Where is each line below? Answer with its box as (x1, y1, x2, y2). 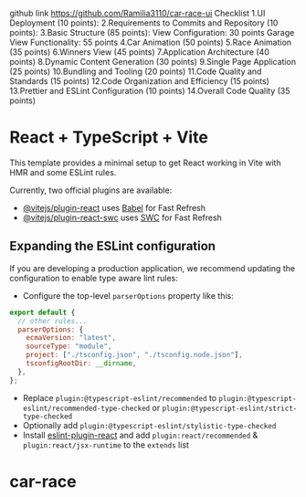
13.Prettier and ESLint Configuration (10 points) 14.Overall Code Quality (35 (9, 86, 290, 96)
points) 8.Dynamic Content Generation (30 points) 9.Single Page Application (9, 57, 297, 67)
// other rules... (17, 316, 89, 325)
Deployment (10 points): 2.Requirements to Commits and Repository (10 (9, 17, 279, 28)
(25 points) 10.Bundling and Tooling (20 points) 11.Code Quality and (9, 66, 262, 77)
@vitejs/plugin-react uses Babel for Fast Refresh (22, 202, 206, 213)
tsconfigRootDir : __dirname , (26, 359, 137, 368)
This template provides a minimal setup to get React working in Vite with (9, 157, 281, 168)
